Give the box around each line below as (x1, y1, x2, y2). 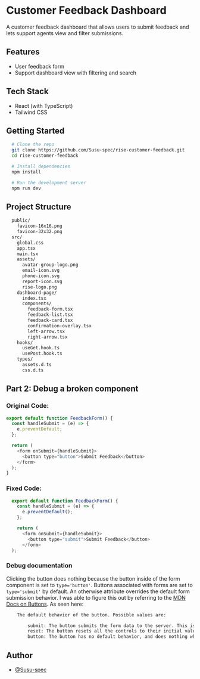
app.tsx (17, 245, 36, 251)
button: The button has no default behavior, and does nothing (27, 634, 187, 640)
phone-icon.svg (21, 273, 60, 279)
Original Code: (6, 402, 49, 410)
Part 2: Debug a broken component (6, 384, 139, 394)
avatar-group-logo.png (21, 262, 79, 268)
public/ (11, 218, 31, 224)
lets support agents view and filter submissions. (6, 29, 124, 36)
